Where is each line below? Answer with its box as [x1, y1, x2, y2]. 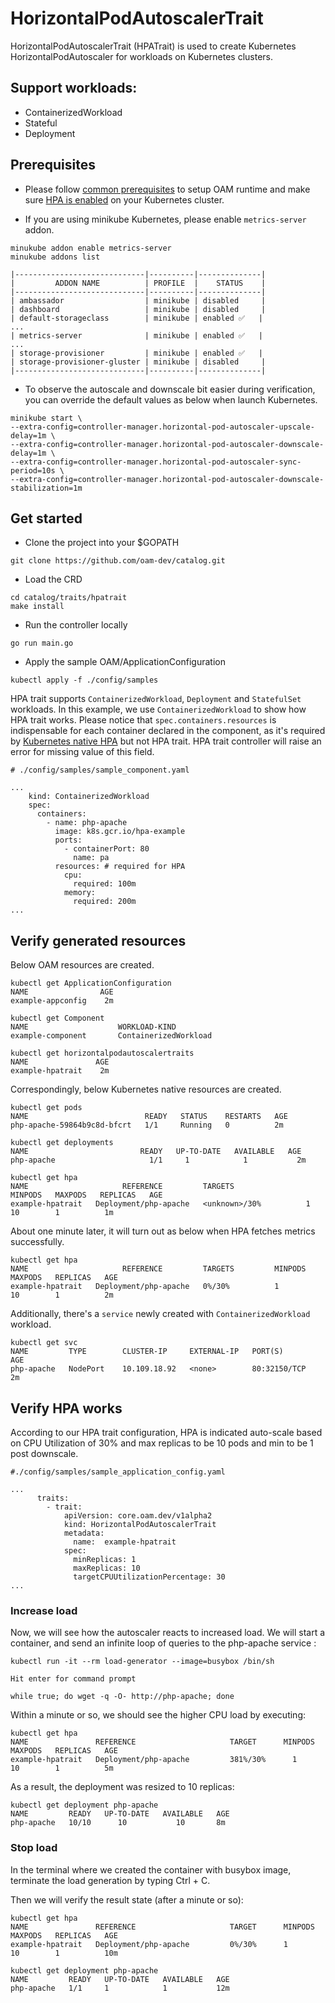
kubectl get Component [10, 1013, 105, 1024]
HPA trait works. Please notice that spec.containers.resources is [10, 714, 277, 726]
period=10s [10, 465, 56, 476]
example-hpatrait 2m [10, 1066, 110, 1076]
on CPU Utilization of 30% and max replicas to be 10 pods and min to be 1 [10, 1437, 314, 1449]
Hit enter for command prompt [10, 1674, 137, 1684]
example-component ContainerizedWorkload [10, 1031, 213, 1041]
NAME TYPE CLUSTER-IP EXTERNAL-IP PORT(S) [10, 1347, 284, 1357]
